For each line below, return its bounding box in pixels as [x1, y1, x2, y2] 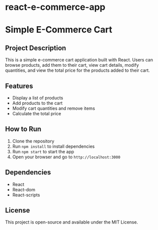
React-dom [12, 186, 36, 192]
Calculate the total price [12, 111, 61, 116]
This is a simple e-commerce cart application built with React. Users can [5, 57, 154, 63]
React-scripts [12, 192, 41, 198]
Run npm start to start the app [12, 148, 74, 154]
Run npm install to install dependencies [12, 143, 95, 149]
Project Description [5, 44, 66, 52]
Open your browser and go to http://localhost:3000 [12, 154, 120, 160]
